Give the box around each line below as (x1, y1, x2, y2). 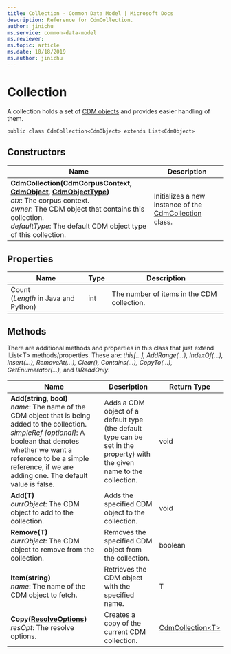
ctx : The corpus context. (10, 195, 89, 205)
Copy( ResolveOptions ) (10, 614, 87, 624)
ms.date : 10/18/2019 (7, 49, 67, 56)
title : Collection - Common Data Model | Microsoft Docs (7, 10, 174, 17)
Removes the (104, 528, 146, 537)
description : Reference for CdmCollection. (7, 16, 134, 23)
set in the (104, 441, 134, 451)
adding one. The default (10, 471, 88, 481)
